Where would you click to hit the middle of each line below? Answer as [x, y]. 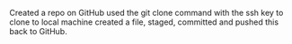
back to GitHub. [38, 31]
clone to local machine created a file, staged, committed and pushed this [144, 22]
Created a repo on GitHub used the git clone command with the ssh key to [146, 13]
